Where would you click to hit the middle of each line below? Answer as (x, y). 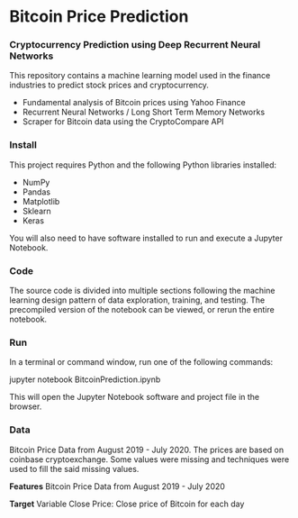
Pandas (36, 192)
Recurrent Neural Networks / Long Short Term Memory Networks (144, 112)
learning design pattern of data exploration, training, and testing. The (137, 300)
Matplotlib (41, 201)
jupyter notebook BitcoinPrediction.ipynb (85, 379)
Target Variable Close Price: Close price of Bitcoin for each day (127, 504)
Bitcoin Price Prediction (99, 17)
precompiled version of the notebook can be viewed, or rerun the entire (142, 310)
